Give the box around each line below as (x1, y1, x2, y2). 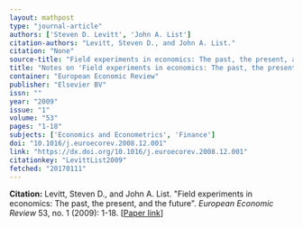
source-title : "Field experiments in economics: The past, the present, (9, 55, 289, 64)
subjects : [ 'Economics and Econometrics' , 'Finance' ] (9, 131, 216, 140)
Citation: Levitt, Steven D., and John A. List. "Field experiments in (9, 188, 253, 199)
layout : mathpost (9, 13, 75, 23)
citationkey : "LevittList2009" (9, 155, 127, 165)
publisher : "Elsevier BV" (9, 80, 106, 89)
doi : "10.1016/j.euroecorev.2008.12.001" (9, 139, 168, 148)
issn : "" (9, 88, 42, 97)
